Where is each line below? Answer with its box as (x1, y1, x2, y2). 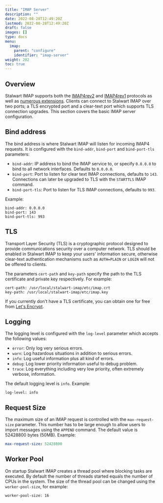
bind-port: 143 (5, 210, 36, 215)
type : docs (5, 35, 27, 40)
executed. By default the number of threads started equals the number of (5, 473, 153, 479)
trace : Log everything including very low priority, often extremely (12, 366, 144, 372)
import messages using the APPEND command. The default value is (5, 427, 138, 433)
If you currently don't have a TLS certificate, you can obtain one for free (5, 298, 150, 304)
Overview (5, 80, 36, 88)
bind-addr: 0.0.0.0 (5, 206, 45, 210)
